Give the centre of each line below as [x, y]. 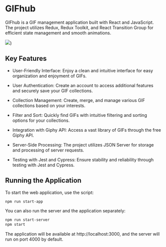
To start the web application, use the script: [50, 192]
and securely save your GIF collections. [53, 91]
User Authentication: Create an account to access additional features [83, 85]
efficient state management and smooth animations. [58, 33]
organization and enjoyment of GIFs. [49, 76]
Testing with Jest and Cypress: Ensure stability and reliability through [83, 159]
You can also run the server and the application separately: [65, 211]
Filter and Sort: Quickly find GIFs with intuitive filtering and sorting [80, 115]
